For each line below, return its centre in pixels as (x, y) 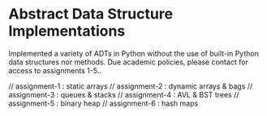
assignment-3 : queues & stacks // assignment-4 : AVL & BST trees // (124, 94)
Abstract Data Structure (90, 14)
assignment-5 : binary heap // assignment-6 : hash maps (103, 103)
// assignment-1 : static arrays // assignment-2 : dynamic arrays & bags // (131, 86)
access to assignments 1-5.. (55, 70)
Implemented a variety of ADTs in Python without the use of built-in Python (134, 53)
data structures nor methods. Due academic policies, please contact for (129, 62)
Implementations (67, 31)
